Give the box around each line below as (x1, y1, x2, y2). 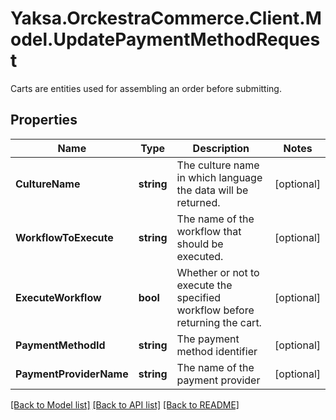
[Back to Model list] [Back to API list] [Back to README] (10, 398, 240, 411)
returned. (176, 195, 221, 209)
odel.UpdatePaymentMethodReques (10, 28, 321, 51)
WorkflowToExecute (15, 230, 114, 244)
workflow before (176, 303, 255, 317)
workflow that (176, 224, 242, 238)
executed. (176, 249, 224, 263)
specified (176, 290, 222, 304)
